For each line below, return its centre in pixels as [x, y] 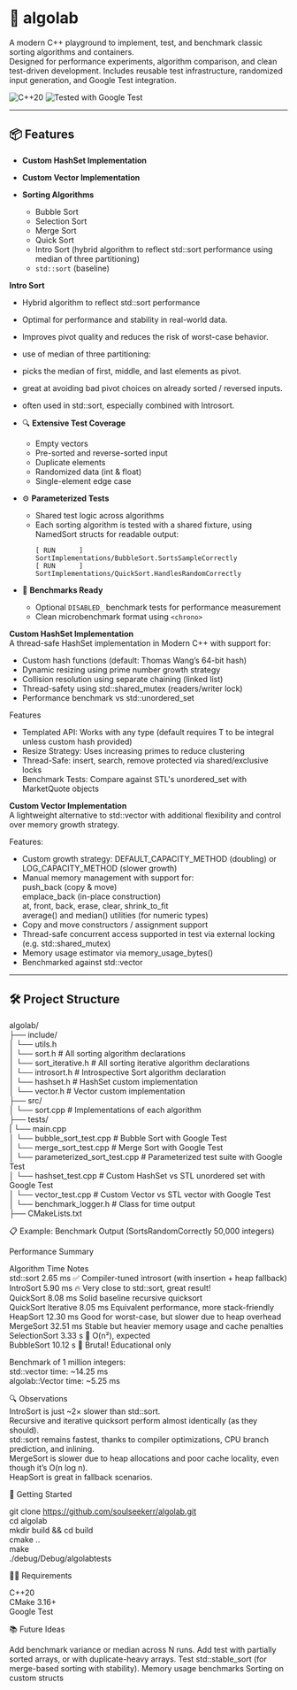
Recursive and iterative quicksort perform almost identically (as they [133, 1420]
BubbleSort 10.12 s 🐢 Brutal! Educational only [90, 1345]
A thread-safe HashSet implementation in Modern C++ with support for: [140, 643]
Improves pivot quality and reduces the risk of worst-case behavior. [145, 336]
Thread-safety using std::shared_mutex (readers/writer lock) [132, 688]
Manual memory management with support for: [108, 877]
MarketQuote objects [61, 788]
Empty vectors [61, 443]
